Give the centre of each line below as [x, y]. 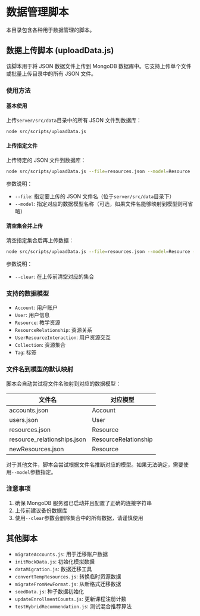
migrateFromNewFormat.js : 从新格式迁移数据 [68, 584]
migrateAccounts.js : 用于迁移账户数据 [61, 554]
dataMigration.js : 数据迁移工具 [53, 569]
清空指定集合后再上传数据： [40, 241]
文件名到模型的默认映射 [40, 369]
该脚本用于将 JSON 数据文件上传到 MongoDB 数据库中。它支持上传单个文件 [99, 66]
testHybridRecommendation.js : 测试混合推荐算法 [73, 606]
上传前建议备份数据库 [41, 510]
